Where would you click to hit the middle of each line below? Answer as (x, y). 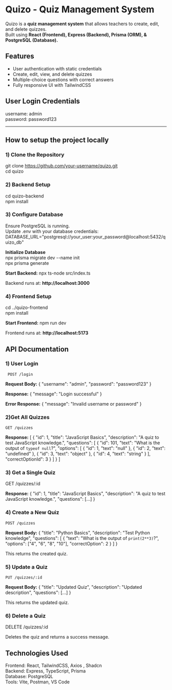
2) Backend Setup (28, 185)
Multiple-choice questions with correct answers (63, 79)
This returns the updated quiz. (37, 603)
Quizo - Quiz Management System (80, 10)
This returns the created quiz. (37, 553)
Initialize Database (26, 252)
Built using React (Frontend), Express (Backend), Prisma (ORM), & (76, 34)
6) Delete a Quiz (26, 615)
